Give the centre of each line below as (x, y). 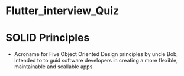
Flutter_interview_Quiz (62, 11)
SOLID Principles (48, 38)
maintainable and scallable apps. (54, 67)
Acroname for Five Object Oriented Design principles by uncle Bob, (96, 54)
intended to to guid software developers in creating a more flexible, (96, 61)
